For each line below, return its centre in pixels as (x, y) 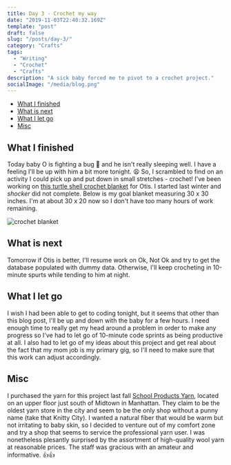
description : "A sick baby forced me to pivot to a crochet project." (111, 78)
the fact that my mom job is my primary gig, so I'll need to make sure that (111, 350)
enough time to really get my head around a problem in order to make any (112, 328)
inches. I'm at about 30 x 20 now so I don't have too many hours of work (110, 201)
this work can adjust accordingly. (54, 357)
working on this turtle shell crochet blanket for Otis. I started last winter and (114, 187)
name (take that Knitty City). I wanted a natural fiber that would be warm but (115, 417)
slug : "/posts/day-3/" (40, 39)
